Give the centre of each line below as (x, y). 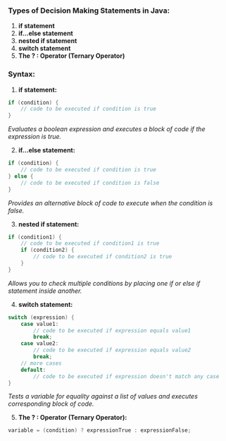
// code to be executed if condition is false (90, 183)
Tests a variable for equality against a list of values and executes (103, 397)
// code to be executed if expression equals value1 (112, 330)
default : (33, 370)
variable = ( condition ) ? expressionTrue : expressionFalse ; (100, 430)
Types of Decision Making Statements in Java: (89, 11)
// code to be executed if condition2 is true (103, 257)
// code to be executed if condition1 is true (90, 243)
